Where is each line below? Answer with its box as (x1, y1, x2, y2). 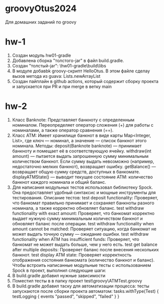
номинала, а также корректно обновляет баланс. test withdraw (12, 205, 144, 211)
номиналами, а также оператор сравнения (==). (12, 127, 114, 133)
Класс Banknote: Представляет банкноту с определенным (12, 117, 135, 123)
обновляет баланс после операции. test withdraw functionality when (12, 220, 154, 226)
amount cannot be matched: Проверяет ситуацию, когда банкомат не (12, 226, 157, 232)
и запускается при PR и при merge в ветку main (12, 84, 112, 89)
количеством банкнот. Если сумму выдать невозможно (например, (12, 158, 154, 164)
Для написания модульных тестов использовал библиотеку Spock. (12, 184, 153, 190)
